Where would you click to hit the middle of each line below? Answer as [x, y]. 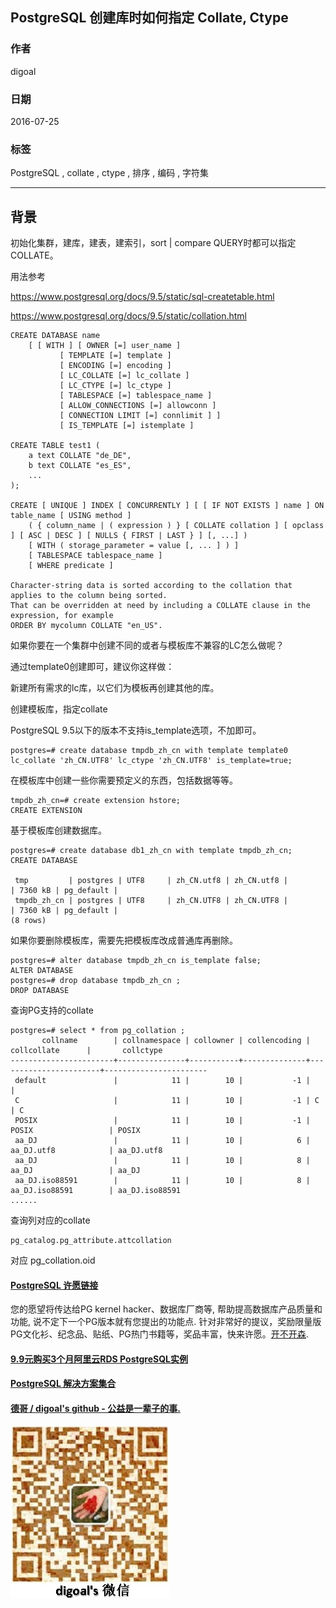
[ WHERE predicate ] [71, 566]
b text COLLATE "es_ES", [80, 466]
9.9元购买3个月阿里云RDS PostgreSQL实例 [99, 1359]
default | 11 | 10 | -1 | [162, 1081]
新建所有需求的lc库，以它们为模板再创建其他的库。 [115, 688]
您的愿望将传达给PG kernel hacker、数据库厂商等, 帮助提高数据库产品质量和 [166, 1309]
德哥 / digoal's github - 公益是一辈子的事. [95, 1409]
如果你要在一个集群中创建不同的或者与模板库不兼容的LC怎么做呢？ [147, 645]
